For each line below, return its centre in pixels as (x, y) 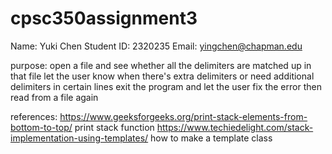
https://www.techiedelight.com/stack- (235, 127)
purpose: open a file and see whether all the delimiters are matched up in (161, 65)
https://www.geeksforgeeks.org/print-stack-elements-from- (183, 116)
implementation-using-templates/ (79, 138)
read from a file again (54, 97)
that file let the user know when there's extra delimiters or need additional (162, 76)
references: (34, 116)
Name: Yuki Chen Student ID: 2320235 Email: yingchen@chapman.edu (156, 46)
